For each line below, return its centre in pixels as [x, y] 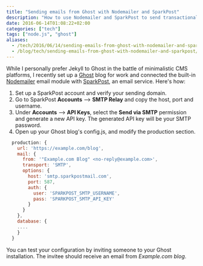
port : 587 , [42, 182]
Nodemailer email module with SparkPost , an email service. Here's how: [96, 81]
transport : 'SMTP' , [47, 165]
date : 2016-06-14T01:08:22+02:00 [48, 23]
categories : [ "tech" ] [34, 29]
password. [28, 125]
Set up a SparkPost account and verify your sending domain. [91, 93]
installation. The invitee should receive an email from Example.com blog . [96, 256]
